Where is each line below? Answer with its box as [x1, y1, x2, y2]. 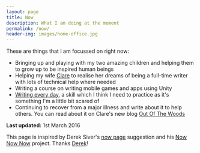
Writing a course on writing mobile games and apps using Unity [14, 85, 172, 92]
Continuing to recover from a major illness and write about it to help [14, 104, 182, 111]
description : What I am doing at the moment [6, 20, 120, 26]
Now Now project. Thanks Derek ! [6, 140, 88, 147]
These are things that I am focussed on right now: [6, 47, 129, 55]
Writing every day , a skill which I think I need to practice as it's [14, 91, 169, 98]
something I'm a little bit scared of [14, 97, 100, 105]
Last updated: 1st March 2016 [6, 122, 80, 129]
